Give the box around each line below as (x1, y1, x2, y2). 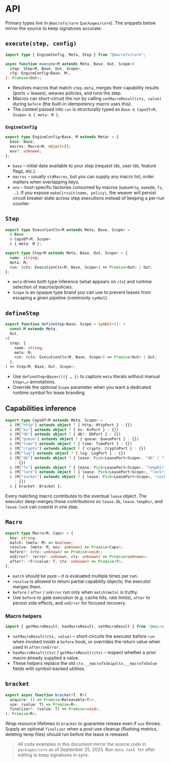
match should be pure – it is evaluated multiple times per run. (12, 573, 138, 579)
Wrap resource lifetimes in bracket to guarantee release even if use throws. (5, 720, 162, 726)
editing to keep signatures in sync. (17, 752, 90, 758)
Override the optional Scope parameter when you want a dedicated (12, 384, 151, 390)
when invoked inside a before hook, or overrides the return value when (12, 638, 161, 645)
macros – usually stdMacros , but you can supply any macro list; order (12, 173, 154, 179)
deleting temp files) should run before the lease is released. (5, 732, 130, 738)
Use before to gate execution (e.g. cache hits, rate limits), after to (12, 594, 150, 601)
